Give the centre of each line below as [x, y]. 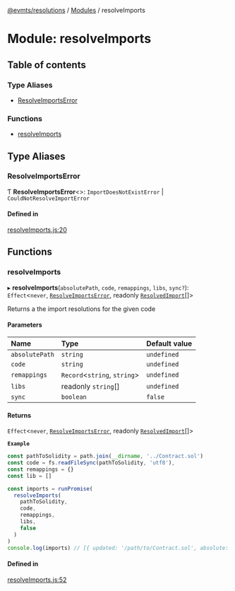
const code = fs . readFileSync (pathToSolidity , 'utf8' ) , [91, 463]
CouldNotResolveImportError [49, 198]
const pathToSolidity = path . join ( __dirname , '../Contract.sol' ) [105, 456]
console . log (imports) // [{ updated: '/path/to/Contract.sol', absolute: [118, 548]
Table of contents [47, 65]
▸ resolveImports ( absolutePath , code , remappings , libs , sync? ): [98, 287]
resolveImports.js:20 [37, 230]
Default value [169, 344]
